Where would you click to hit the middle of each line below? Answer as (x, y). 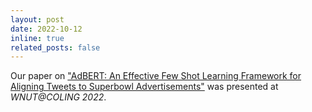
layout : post (37, 19)
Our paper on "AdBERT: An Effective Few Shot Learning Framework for (156, 76)
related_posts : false (55, 47)
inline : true (37, 38)
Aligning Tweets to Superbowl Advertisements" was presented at (144, 87)
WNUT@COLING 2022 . (58, 97)
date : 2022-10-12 (46, 29)
